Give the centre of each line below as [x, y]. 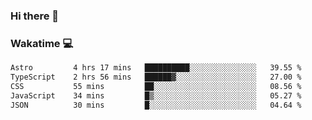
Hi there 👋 [35, 16]
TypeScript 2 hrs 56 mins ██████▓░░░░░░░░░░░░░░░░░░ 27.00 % [156, 77]
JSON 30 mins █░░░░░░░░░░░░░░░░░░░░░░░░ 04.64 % [156, 105]
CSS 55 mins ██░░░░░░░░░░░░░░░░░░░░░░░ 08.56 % [156, 86]
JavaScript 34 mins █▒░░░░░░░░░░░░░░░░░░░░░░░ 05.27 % [156, 95]
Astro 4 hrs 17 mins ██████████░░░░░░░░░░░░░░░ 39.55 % [156, 68]
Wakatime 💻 [42, 43]
